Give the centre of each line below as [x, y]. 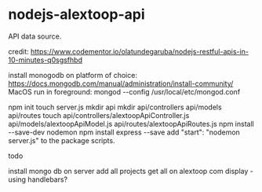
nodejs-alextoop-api [76, 15]
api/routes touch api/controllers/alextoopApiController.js [99, 115]
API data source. [35, 36]
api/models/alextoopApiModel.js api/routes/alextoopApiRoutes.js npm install [131, 124]
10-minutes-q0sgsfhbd [45, 60]
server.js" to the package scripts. [62, 140]
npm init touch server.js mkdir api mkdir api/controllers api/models [115, 107]
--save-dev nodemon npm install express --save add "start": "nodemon [124, 132]
